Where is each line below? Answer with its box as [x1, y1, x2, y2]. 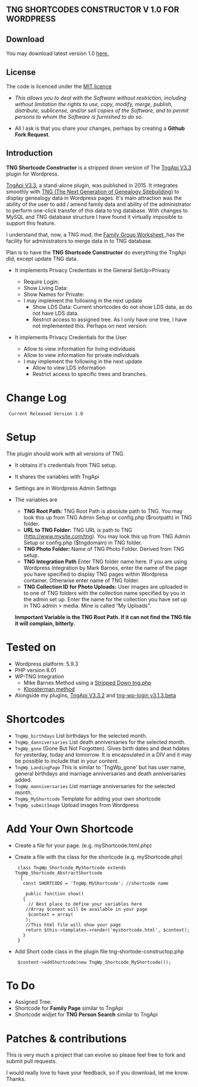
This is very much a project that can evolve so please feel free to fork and [6, 1051, 186, 1059]
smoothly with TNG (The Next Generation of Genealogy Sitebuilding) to [6, 188, 180, 195]
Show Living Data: [23, 284, 68, 291]
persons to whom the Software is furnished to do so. [14, 113, 144, 120]
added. [14, 776, 33, 783]
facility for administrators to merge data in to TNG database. [6, 237, 152, 244]
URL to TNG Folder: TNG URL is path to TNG [23, 526, 132, 533]
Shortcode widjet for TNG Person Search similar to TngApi [14, 1011, 158, 1018]
